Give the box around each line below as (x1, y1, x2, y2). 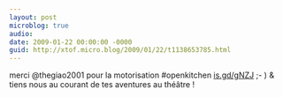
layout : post (9, 12, 57, 22)
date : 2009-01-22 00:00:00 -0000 (9, 37, 133, 47)
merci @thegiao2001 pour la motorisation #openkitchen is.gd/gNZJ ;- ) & (9, 70, 275, 80)
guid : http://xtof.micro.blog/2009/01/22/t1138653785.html (9, 46, 232, 55)
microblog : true (9, 21, 69, 30)
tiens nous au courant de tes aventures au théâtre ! (9, 79, 195, 90)
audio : (9, 29, 34, 38)
